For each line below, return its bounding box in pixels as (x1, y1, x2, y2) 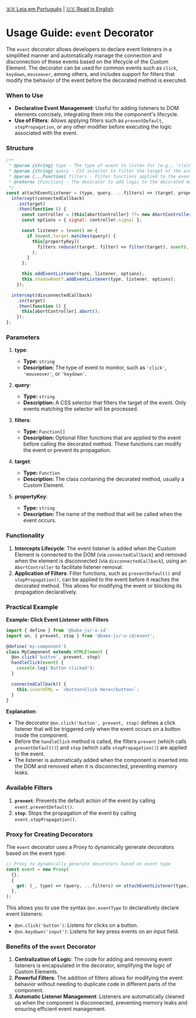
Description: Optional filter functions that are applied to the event (23, 434, 181, 441)
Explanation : (6, 708, 37, 715)
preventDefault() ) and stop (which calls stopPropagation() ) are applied (14, 744, 187, 751)
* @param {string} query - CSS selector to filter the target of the (8, 168, 181, 174)
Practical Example (6, 603, 58, 611)
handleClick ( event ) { (11, 660, 64, 666)
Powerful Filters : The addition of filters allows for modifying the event (14, 974, 183, 982)
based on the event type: (6, 850, 66, 857)
